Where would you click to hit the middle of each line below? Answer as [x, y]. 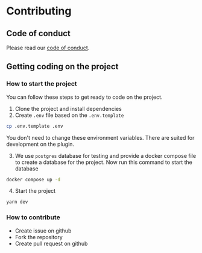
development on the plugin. [40, 144]
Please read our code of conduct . [48, 48]
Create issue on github [43, 231]
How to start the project [42, 84]
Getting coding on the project [62, 67]
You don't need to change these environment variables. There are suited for [100, 137]
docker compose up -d [33, 180]
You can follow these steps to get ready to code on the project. [84, 97]
